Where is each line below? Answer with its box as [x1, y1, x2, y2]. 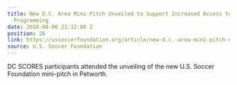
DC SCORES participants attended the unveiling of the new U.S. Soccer [7, 63, 214, 70]
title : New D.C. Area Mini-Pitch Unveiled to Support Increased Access [7, 10, 222, 18]
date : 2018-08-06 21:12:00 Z [7, 23, 93, 30]
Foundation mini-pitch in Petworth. [7, 70, 108, 78]
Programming [13, 17, 49, 24]
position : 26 [7, 30, 46, 37]
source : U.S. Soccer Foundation [7, 43, 102, 50]
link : [7, 37, 23, 44]
